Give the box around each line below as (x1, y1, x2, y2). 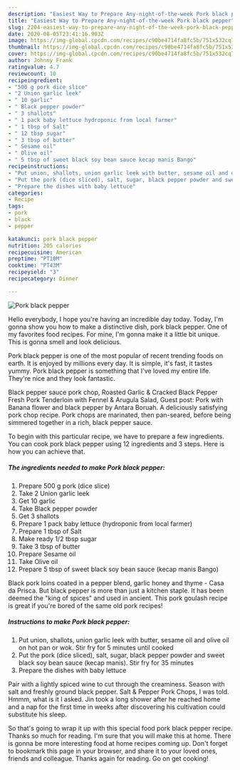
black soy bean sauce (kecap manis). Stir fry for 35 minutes (18, 658, 194, 667)
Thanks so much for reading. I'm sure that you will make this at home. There (8, 731, 231, 740)
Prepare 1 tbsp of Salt (18, 527, 82, 535)
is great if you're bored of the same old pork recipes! (8, 601, 163, 610)
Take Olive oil (18, 557, 58, 565)
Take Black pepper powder (18, 504, 98, 513)
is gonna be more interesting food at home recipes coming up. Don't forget (8, 739, 228, 747)
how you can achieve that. (8, 447, 85, 456)
